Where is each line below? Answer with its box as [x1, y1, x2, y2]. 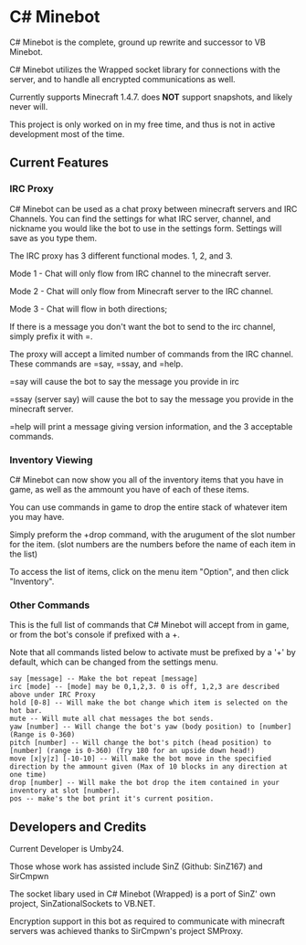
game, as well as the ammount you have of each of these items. [9, 483, 249, 494]
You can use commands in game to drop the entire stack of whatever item [9, 501, 288, 513]
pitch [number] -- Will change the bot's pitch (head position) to [9, 738, 272, 748]
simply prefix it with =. [9, 331, 93, 342]
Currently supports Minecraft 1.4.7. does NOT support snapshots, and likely [9, 91, 293, 102]
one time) [9, 770, 47, 780]
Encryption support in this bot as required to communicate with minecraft [9, 916, 285, 927]
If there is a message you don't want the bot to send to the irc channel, [9, 321, 276, 332]
